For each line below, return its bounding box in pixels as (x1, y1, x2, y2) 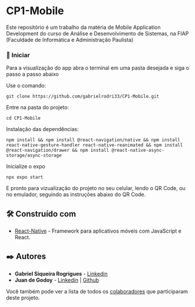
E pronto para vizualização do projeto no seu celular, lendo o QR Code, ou (6, 185, 186, 192)
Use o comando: (6, 82, 47, 89)
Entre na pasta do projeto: (6, 104, 70, 111)
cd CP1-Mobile (6, 115, 41, 122)
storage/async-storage (6, 152, 62, 159)
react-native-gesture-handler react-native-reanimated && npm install (6, 142, 183, 148)
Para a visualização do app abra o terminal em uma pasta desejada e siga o (6, 64, 190, 71)
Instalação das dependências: (6, 126, 79, 133)
